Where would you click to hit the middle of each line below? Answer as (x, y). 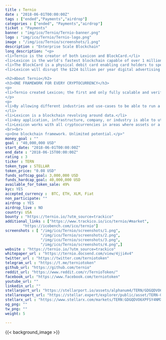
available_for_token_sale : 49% (37, 185)
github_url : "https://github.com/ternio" (48, 268)
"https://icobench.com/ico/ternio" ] (61, 226)
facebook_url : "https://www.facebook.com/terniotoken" (63, 277)
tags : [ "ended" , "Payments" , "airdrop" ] (46, 19)
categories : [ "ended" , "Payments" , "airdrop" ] (54, 24)
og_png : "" (16, 304)
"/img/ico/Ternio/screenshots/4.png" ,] (81, 244)
